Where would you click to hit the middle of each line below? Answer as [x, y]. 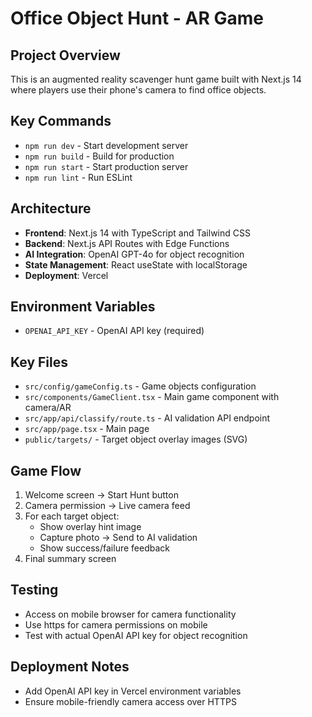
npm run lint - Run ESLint [78, 177]
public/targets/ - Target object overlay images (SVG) [136, 439]
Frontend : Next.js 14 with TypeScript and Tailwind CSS [137, 233]
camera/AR [48, 408]
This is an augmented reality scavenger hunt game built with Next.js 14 [156, 79]
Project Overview [65, 55]
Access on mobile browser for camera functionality [130, 614]
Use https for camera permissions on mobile [116, 624]
